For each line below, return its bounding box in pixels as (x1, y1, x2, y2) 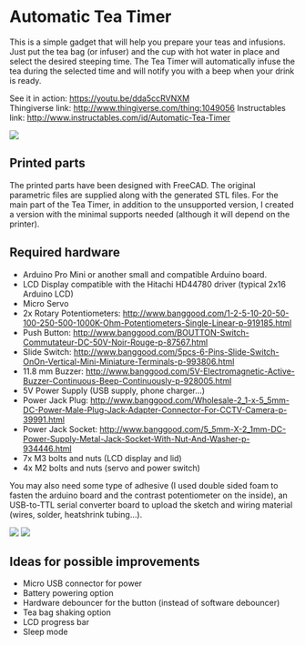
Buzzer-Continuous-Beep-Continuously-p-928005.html (22, 375, 232, 386)
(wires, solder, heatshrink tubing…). (9, 509, 143, 520)
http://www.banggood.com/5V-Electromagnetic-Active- (86, 366, 296, 377)
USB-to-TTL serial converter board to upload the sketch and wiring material (9, 499, 293, 510)
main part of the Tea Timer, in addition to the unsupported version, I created (9, 198, 294, 210)
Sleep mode (22, 626, 68, 638)
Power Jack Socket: (22, 423, 98, 434)
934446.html (22, 443, 73, 454)
